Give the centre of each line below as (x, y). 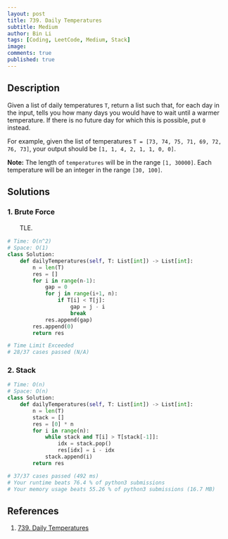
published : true (31, 60)
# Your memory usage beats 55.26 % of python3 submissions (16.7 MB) (112, 489)
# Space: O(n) (28, 391)
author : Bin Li (30, 33)
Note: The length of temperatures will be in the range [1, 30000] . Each (110, 162)
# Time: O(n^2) (30, 241)
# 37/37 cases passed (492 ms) (53, 476)
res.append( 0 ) (53, 326)
